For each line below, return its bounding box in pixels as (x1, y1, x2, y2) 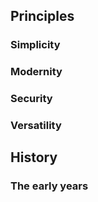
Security (10, 92, 53, 106)
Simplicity (10, 38, 61, 52)
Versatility (10, 119, 62, 133)
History (10, 149, 58, 166)
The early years (10, 179, 89, 193)
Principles (10, 8, 75, 25)
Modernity (10, 65, 63, 79)
